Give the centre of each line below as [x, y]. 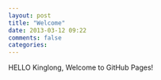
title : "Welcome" [37, 23]
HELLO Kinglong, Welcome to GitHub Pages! [81, 67]
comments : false [35, 38]
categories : [28, 45]
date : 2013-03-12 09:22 [48, 30]
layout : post [30, 15]
